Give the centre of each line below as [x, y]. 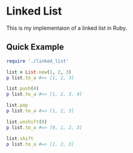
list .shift [20, 138]
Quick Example [35, 47]
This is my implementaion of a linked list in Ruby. [67, 28]
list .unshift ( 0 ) [27, 122]
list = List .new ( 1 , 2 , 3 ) [39, 72]
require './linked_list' [37, 61]
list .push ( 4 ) [23, 89]
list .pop [17, 105]
